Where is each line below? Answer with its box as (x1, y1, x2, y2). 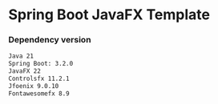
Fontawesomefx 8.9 (8, 90, 70, 98)
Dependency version (8, 34, 91, 46)
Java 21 (8, 52, 34, 61)
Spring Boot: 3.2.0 (8, 60, 74, 68)
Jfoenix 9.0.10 (8, 82, 59, 90)
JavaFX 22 (8, 67, 42, 75)
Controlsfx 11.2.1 (8, 74, 70, 83)
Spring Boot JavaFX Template (8, 6, 211, 24)
